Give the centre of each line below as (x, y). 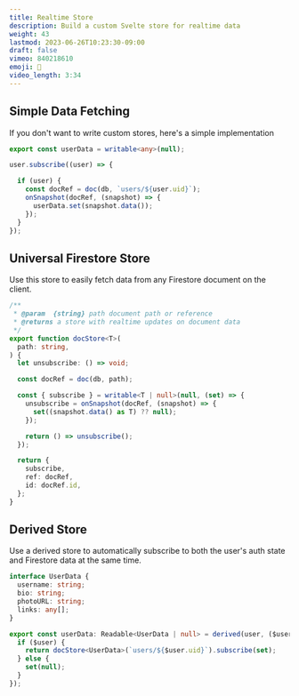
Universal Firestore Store (80, 258)
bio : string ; (41, 593)
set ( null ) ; (45, 668)
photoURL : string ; (52, 602)
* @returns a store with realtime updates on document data (127, 322)
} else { (33, 659)
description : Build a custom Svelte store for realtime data (125, 26)
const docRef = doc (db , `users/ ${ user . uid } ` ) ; (113, 189)
